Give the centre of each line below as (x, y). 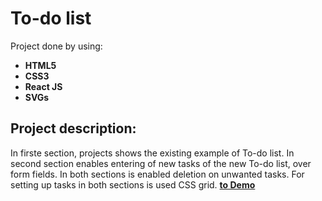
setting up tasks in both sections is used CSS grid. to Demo (133, 184)
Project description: (73, 128)
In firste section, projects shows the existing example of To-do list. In (152, 153)
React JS (43, 86)
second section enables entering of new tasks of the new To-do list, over (161, 163)
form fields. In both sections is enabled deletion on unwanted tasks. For (157, 174)
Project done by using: (56, 46)
